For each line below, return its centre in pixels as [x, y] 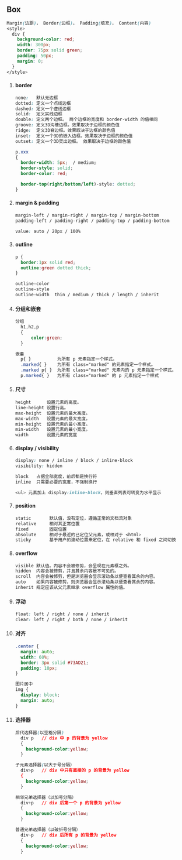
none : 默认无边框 [36, 98]
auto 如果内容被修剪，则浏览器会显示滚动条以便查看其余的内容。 [86, 582]
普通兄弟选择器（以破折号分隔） [48, 830]
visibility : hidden [39, 466]
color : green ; [47, 338]
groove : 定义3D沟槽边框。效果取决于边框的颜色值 [67, 125]
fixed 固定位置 [41, 529]
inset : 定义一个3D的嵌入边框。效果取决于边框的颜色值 [74, 136]
